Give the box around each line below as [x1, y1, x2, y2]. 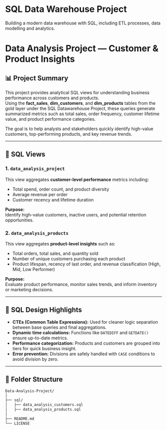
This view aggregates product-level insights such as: [5, 240, 116, 246]
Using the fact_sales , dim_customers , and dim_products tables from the [5, 100, 156, 106]
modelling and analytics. [5, 25, 55, 31]
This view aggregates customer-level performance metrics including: [5, 176, 149, 183]
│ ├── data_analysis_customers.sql [5, 403, 83, 408]
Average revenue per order [12, 191, 68, 198]
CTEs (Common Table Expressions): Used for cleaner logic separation [12, 319, 158, 325]
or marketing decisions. [5, 286, 54, 292]
